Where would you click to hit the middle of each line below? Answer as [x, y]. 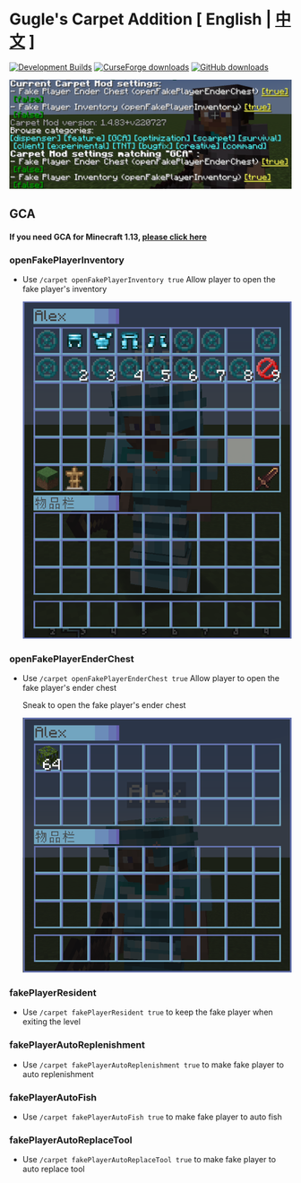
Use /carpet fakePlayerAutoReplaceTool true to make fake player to [149, 1160]
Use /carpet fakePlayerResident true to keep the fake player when [147, 1012]
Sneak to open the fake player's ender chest [104, 705]
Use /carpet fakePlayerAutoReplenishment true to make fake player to [153, 1065]
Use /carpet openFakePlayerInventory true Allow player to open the [149, 280]
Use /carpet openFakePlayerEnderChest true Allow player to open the [151, 678]
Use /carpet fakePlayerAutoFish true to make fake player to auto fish [152, 1117]
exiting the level [51, 1022]
